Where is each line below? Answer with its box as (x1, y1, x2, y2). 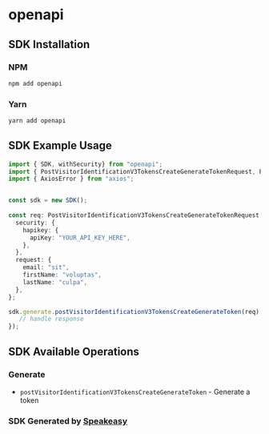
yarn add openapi (8, 117, 66, 125)
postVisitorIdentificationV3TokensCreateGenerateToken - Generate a (19, 387, 251, 396)
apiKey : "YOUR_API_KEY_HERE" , (29, 234, 130, 242)
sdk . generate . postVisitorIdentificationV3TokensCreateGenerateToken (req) (8, 307, 260, 315)
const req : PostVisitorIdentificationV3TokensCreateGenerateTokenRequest (8, 211, 260, 219)
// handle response (18, 315, 84, 323)
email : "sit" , (22, 263, 70, 271)
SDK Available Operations (8, 344, 140, 358)
